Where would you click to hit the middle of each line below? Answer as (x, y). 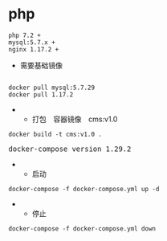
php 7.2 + (25, 35)
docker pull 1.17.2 (41, 94)
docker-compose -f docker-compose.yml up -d (84, 189)
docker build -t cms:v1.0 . (55, 134)
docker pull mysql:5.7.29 (51, 88)
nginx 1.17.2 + (34, 49)
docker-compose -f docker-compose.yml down (82, 229)
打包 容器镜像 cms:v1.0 (75, 119)
